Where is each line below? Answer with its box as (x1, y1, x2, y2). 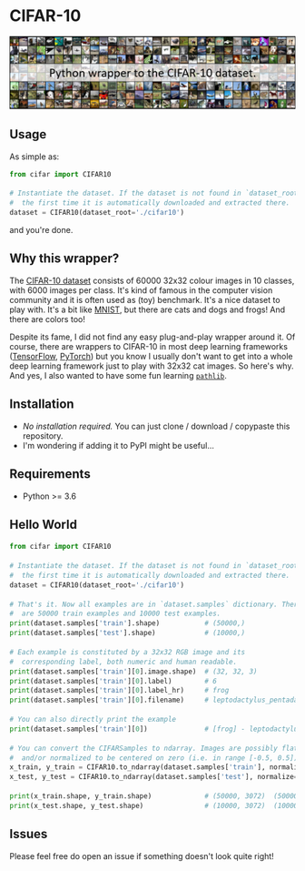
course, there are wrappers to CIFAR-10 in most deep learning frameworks (9, 340, 289, 351)
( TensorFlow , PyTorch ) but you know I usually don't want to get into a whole (9, 350, 293, 361)
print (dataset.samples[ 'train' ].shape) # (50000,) (9, 619, 246, 628)
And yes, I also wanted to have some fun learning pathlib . (9, 370, 227, 380)
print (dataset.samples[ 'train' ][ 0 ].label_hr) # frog (9, 686, 230, 695)
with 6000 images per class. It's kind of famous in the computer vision (9, 284, 273, 296)
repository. (22, 430, 64, 441)
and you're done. (9, 225, 74, 236)
